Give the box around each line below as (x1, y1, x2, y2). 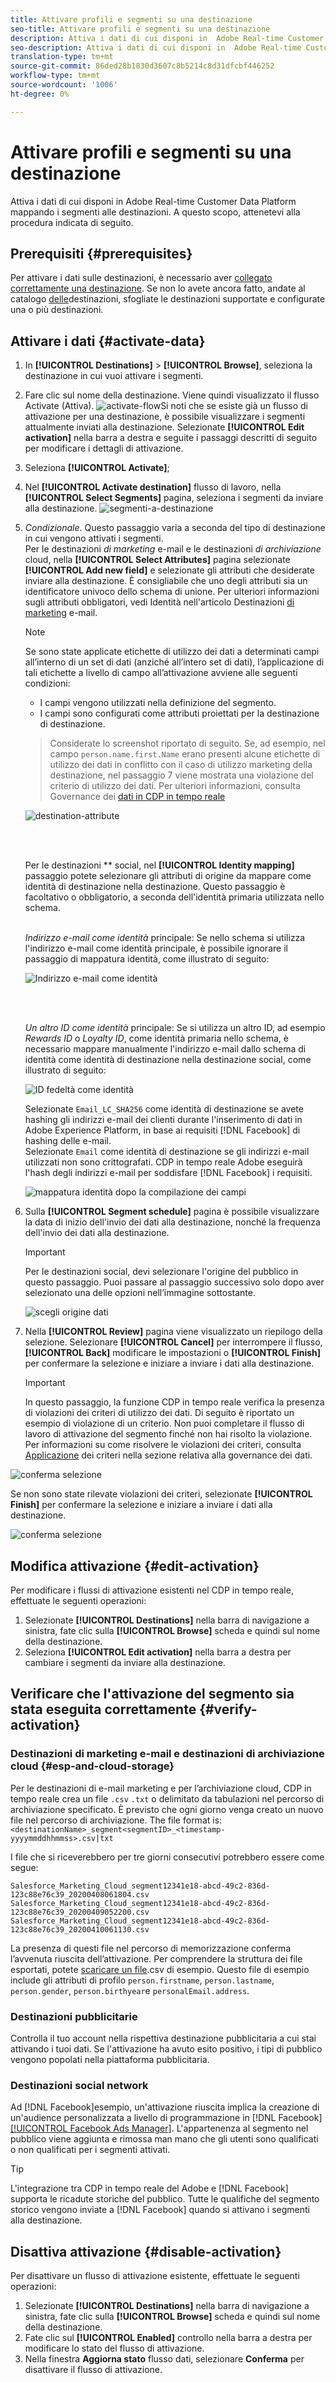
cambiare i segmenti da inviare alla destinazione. (24, 1657, 226, 1668)
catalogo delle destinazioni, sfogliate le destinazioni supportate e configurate (10, 293, 326, 305)
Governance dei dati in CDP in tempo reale (49, 791, 226, 803)
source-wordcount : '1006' (10, 80, 118, 90)
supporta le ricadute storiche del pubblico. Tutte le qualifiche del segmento (10, 2193, 320, 2205)
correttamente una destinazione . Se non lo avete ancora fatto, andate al (10, 282, 306, 295)
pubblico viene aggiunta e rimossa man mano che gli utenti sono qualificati (10, 2133, 319, 2145)
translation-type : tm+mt (10, 52, 114, 62)
